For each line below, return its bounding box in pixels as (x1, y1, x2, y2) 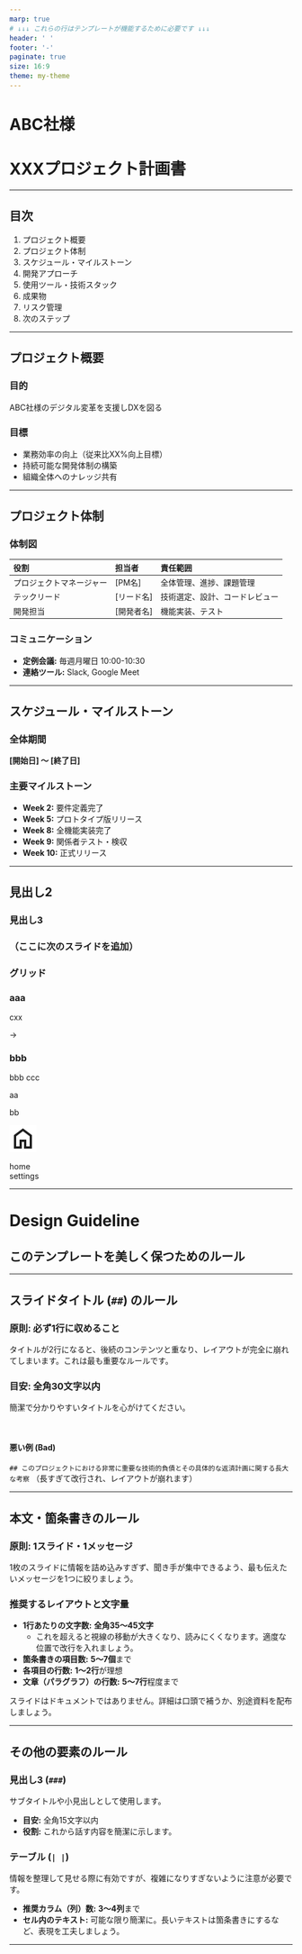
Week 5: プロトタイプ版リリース (22, 813, 143, 824)
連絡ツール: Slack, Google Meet (22, 667, 140, 677)
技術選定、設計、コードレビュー (160, 591, 279, 603)
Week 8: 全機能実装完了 (22, 824, 112, 835)
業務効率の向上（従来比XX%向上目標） (22, 449, 168, 459)
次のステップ (22, 313, 70, 323)
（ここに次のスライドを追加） (9, 940, 139, 952)
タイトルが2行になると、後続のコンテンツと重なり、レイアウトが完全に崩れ (9, 1343, 289, 1355)
